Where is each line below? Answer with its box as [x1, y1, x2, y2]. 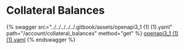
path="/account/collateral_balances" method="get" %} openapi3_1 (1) [6, 29, 179, 36]
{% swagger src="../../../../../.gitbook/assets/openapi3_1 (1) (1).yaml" [6, 23, 173, 30]
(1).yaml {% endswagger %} [6, 36, 76, 43]
